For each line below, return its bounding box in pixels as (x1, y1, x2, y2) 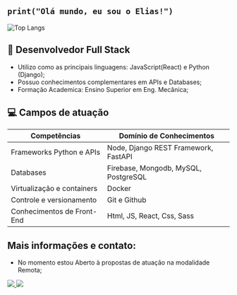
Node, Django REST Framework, (107, 143, 214, 153)
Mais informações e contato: (7, 239, 136, 251)
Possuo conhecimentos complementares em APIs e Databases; (17, 78, 202, 86)
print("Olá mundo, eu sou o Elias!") (7, 6, 174, 17)
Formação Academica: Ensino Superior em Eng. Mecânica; (17, 85, 189, 93)
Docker (107, 184, 132, 194)
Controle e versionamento (11, 195, 97, 205)
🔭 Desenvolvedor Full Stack (7, 44, 130, 56)
